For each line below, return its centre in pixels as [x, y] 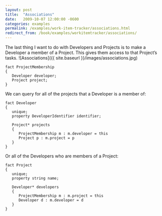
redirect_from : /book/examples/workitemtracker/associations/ [71, 33]
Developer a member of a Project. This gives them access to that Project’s [81, 52]
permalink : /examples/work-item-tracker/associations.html [68, 28]
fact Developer [21, 103]
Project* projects [31, 125]
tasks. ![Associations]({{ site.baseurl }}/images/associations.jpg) [72, 58]
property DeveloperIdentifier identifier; [56, 116]
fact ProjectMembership [30, 67]
